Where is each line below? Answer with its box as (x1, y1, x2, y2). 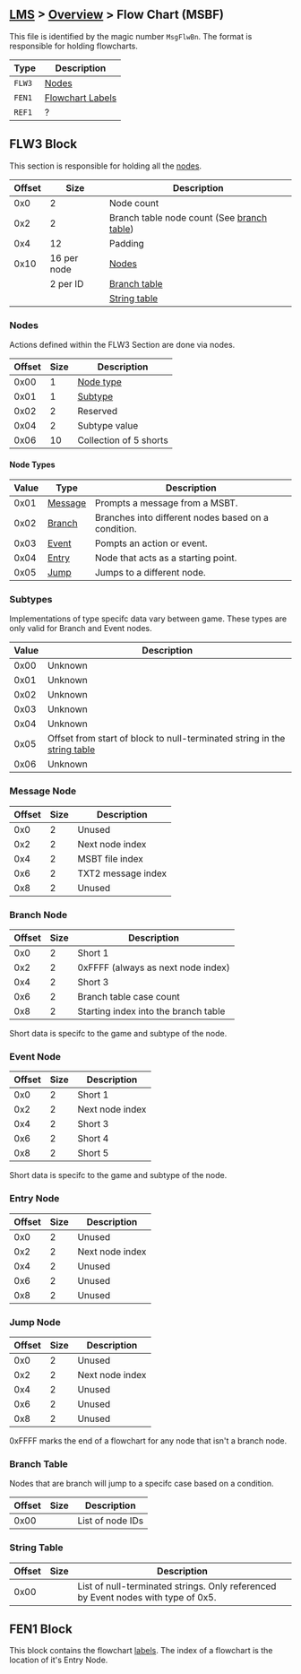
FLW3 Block (9, 136, 78, 152)
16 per (49, 251, 79, 264)
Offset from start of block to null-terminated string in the (47, 733, 286, 745)
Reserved (77, 404, 118, 417)
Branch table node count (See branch (108, 211, 267, 223)
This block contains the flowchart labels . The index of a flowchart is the (9, 1645, 273, 1656)
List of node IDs (77, 1514, 144, 1527)
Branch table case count (77, 991, 181, 1003)
